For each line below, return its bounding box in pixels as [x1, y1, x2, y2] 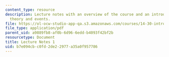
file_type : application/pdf [5, 26, 64, 31]
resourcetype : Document [5, 35, 55, 40]
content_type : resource [5, 7, 55, 12]
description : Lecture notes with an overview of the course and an [5, 12, 150, 17]
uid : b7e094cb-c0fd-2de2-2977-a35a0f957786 [5, 44, 98, 49]
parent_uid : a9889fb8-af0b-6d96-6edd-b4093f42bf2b [5, 30, 114, 35]
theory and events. [10, 16, 51, 21]
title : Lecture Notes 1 [5, 40, 55, 45]
